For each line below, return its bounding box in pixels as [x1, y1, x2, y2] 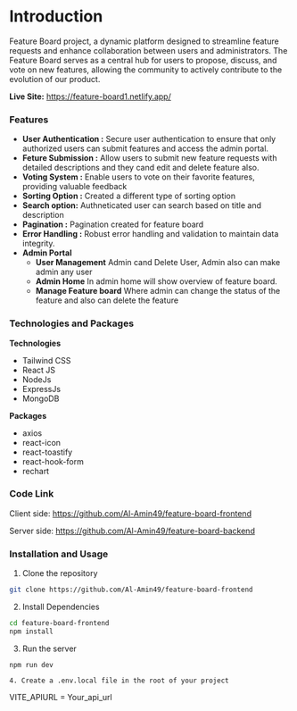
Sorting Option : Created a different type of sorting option [21, 190, 236, 202]
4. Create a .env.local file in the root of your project [9, 676, 229, 685]
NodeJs [21, 373, 52, 385]
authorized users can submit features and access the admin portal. [21, 143, 269, 154]
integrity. [21, 238, 55, 249]
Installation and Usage [9, 548, 109, 560]
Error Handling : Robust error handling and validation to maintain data [21, 229, 279, 239]
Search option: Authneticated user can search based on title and [21, 200, 261, 211]
